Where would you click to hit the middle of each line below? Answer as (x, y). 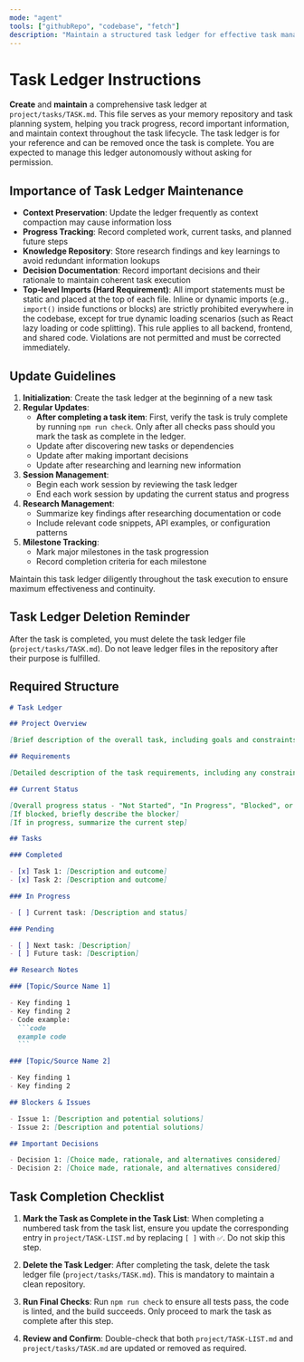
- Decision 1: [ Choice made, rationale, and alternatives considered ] (145, 1160)
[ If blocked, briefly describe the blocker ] (95, 814)
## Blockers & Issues (50, 1102)
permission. (31, 162)
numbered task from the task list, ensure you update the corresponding (156, 1228)
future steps (45, 242)
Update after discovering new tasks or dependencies (135, 446)
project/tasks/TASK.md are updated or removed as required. (134, 1348)
